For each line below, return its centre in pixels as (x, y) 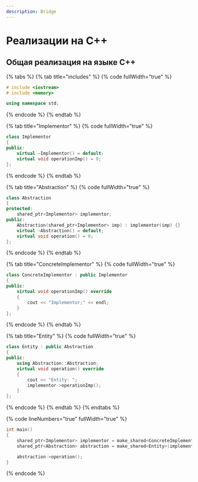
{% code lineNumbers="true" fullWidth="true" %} (67, 419)
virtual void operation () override (60, 369)
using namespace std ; (33, 104)
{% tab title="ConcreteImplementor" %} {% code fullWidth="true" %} (91, 264)
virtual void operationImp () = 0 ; (59, 159)
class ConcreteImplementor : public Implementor (67, 275)
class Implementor (29, 137)
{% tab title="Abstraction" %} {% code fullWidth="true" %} (78, 187)
